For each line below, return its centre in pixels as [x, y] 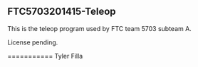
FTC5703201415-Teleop [62, 12]
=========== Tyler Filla [45, 56]
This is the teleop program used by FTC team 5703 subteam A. [100, 28]
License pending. [33, 42]
